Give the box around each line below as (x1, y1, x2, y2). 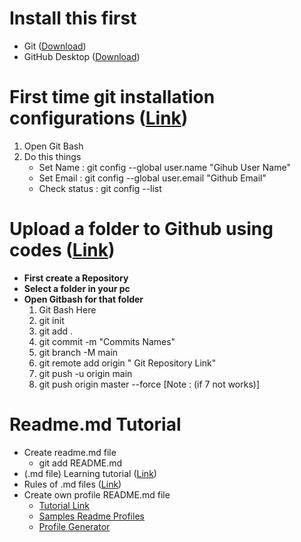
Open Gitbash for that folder (23, 293, 144, 305)
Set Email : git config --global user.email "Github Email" (38, 172, 267, 184)
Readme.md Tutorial (9, 413, 182, 436)
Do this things (23, 150, 82, 162)
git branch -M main (38, 346, 119, 358)
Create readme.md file (23, 446, 117, 458)
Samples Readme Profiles (38, 510, 145, 522)
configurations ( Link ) (9, 107, 189, 130)
